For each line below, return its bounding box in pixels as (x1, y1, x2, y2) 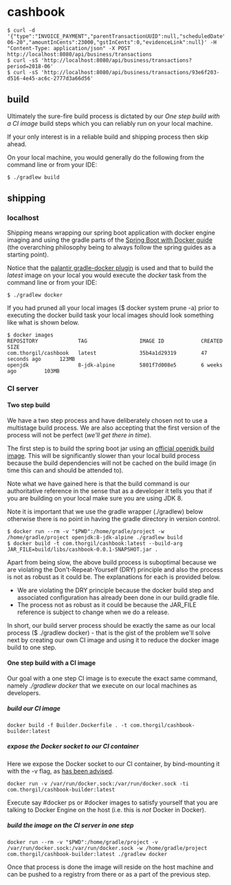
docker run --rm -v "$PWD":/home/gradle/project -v (7, 838, 158, 846)
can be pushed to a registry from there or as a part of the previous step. (7, 870, 211, 878)
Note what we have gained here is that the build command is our (7, 479, 190, 488)
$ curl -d (7, 27, 36, 34)
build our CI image (7, 704, 60, 712)
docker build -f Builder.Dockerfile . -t (7, 721, 128, 729)
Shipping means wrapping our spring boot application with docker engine (7, 228, 215, 237)
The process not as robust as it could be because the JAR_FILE (16, 600, 197, 609)
